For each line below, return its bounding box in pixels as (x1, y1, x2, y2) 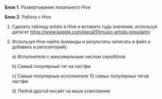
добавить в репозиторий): (11, 44, 68, 49)
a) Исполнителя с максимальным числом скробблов (11, 53, 125, 59)
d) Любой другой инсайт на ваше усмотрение (11, 88, 110, 94)
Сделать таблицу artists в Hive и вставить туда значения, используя (11, 23, 157, 29)
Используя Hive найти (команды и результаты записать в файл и (11, 38, 150, 44)
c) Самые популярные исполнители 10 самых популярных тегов (11, 73, 149, 79)
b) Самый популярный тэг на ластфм (11, 63, 91, 69)
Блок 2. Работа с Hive (4, 14, 51, 19)
